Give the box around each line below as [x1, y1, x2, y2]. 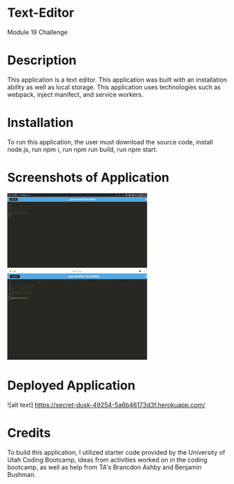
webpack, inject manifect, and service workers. [7, 90, 144, 98]
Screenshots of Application [7, 169, 170, 186]
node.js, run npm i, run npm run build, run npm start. [7, 145, 158, 153]
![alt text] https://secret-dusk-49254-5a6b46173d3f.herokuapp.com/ [7, 400, 206, 409]
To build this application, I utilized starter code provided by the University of [7, 448, 226, 456]
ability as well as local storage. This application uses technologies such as [7, 82, 221, 91]
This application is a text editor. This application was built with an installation [7, 75, 227, 84]
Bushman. [7, 470, 36, 478]
